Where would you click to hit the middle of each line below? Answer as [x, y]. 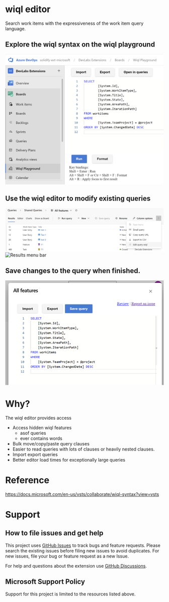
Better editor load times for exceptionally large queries [69, 460]
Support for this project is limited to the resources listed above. [70, 594]
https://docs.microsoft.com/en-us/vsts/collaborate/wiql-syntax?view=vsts [82, 494]
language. [16, 28]
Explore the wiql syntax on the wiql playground [80, 45]
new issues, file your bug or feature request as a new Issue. [67, 556]
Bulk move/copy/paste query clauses [51, 443]
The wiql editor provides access [38, 418]
